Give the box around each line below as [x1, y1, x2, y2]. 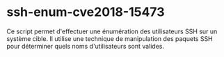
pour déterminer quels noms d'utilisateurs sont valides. [6, 42, 165, 50]
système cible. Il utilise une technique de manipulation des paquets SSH [6, 34, 213, 42]
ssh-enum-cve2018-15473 [6, 4, 165, 20]
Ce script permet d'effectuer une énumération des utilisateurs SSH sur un [6, 27, 218, 35]
